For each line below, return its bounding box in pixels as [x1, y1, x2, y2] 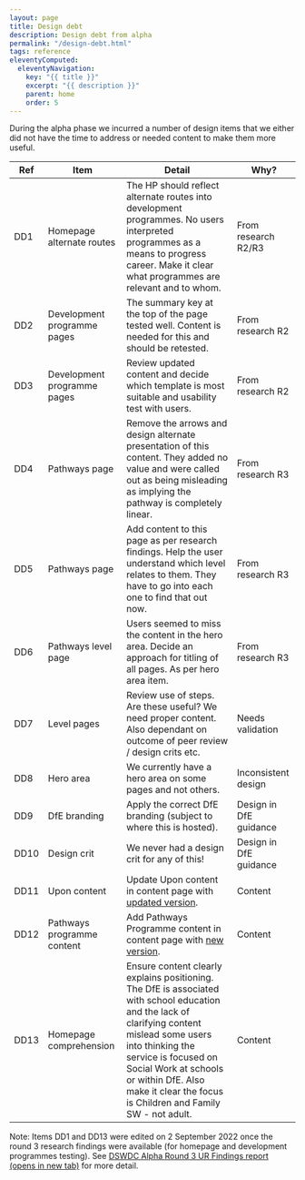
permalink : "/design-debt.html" [9, 38, 132, 48]
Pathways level [47, 640, 113, 653]
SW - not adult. [125, 1108, 192, 1121]
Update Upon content [125, 873, 219, 886]
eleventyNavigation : [17, 65, 95, 74]
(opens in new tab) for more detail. [9, 1160, 139, 1171]
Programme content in [125, 922, 221, 935]
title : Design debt [9, 22, 84, 31]
